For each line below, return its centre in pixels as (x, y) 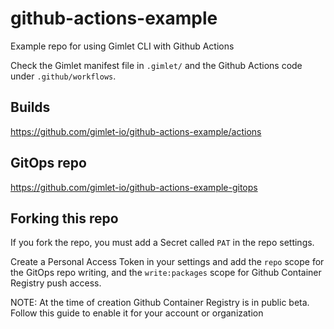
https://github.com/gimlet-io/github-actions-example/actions (136, 131)
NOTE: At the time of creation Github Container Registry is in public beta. (160, 303)
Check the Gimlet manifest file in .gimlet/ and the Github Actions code (156, 65)
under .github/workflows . (63, 76)
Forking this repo (64, 218)
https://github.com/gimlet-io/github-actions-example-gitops (134, 187)
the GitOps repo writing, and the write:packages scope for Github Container (166, 273)
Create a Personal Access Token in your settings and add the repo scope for (167, 262)
